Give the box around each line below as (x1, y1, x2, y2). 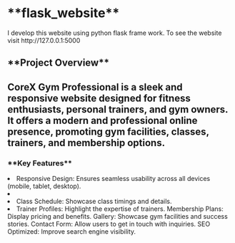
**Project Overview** (7, 57, 109, 69)
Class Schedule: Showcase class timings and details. (16, 197, 172, 206)
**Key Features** (7, 158, 73, 168)
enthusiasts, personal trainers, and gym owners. (7, 103, 229, 115)
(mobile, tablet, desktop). (7, 182, 81, 190)
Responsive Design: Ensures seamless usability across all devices (16, 175, 211, 183)
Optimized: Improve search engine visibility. (7, 227, 136, 236)
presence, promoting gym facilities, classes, (7, 125, 209, 138)
